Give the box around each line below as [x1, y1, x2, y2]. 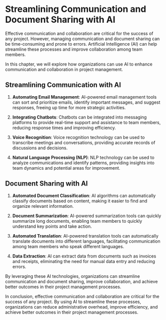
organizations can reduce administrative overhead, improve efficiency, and [5, 304, 158, 310]
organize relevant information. [12, 203, 74, 209]
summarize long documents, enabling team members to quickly [12, 218, 142, 224]
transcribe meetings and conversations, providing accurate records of [12, 139, 156, 145]
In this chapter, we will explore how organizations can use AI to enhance [5, 61, 153, 67]
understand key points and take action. [12, 223, 92, 229]
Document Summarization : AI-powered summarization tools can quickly [12, 212, 162, 219]
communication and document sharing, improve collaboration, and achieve [5, 278, 158, 284]
